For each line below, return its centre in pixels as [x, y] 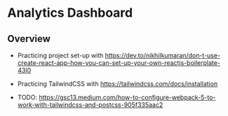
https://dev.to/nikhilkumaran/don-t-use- [163, 55]
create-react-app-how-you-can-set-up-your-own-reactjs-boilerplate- [119, 63]
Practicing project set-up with [60, 55]
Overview [29, 39]
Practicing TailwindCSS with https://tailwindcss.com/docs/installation [118, 84]
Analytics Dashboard [70, 13]
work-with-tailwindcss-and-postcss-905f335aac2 [90, 105]
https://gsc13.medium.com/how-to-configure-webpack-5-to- [127, 97]
